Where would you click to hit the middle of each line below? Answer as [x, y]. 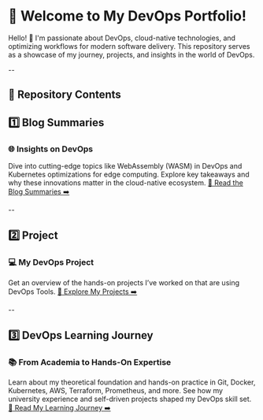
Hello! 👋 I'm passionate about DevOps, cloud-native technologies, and [122, 38]
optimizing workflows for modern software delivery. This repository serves [129, 46]
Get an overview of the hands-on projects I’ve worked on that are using [124, 282]
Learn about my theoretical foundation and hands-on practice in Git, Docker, [132, 382]
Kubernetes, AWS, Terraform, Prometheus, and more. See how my [115, 391]
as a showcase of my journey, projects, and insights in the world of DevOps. [131, 54]
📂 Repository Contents [65, 95]
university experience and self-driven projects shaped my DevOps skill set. [130, 399]
